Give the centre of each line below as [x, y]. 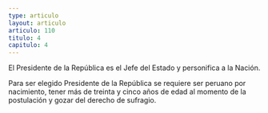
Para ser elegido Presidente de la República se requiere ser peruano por [127, 84]
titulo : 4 [25, 38]
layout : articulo [37, 23]
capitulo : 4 [28, 45]
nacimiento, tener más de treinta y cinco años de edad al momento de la [127, 92]
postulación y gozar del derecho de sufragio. [82, 100]
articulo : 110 [32, 30]
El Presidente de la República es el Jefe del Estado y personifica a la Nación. [134, 68]
